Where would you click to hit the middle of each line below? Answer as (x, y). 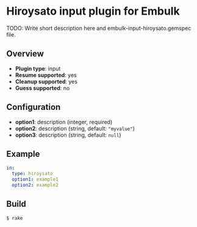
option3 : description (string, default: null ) (68, 135)
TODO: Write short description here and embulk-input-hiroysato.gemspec (99, 28)
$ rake (15, 218)
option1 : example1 (35, 179)
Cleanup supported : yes (46, 81)
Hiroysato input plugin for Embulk (93, 11)
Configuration (34, 107)
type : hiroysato (32, 174)
